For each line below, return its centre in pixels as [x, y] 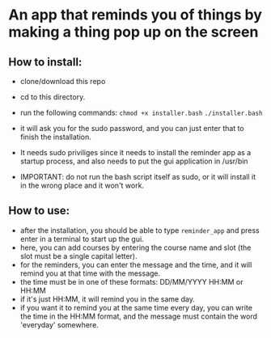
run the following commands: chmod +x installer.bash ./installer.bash [141, 112]
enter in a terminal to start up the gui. [82, 239]
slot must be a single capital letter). [78, 256]
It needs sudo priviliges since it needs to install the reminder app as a [135, 152]
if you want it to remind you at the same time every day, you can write [136, 307]
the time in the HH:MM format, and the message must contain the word [138, 316]
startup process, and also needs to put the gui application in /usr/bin [134, 161]
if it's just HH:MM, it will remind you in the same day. [108, 299]
